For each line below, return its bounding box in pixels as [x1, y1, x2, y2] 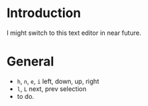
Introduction [6, 5, 81, 21]
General [6, 53, 55, 70]
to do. [16, 92, 35, 100]
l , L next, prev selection [16, 84, 86, 93]
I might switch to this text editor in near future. [6, 28, 142, 37]
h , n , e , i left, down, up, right [16, 77, 100, 85]
